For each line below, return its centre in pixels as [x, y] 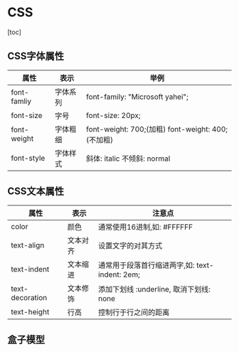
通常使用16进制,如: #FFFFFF [146, 227]
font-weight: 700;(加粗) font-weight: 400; [157, 129]
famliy [21, 101]
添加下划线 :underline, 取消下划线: [155, 289]
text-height [30, 311]
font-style [28, 158]
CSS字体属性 [36, 57]
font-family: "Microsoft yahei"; [137, 97]
